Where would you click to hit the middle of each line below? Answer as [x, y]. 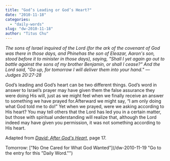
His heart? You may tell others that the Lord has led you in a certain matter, [83, 112]
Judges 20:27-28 [23, 75]
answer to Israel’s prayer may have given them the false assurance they [80, 90]
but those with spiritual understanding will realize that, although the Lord [81, 117]
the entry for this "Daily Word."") [39, 153]
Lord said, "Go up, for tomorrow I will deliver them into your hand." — [78, 70]
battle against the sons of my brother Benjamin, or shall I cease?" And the [83, 64]
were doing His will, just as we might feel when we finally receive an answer [84, 95]
